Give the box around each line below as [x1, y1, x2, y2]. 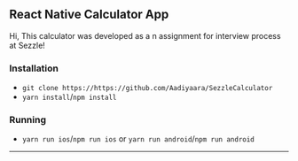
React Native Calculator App [9, 7, 169, 22]
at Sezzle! [9, 40, 46, 50]
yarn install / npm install [21, 92, 117, 103]
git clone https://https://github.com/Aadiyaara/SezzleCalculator [21, 84, 273, 93]
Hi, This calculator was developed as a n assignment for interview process [9, 30, 281, 41]
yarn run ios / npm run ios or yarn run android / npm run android [21, 134, 255, 144]
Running [9, 114, 47, 126]
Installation [9, 62, 59, 74]
